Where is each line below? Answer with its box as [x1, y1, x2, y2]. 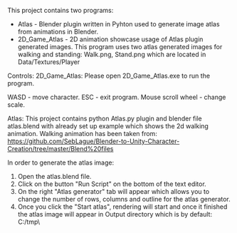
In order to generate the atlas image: [7, 158, 115, 167]
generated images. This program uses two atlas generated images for [17, 43, 223, 51]
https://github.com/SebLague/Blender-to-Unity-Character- [7, 137, 180, 145]
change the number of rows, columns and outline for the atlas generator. [17, 195, 231, 203]
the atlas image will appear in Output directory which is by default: [17, 210, 212, 218]
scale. [7, 100, 25, 109]
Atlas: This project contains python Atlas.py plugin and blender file [7, 114, 202, 123]
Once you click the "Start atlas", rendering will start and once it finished [17, 202, 228, 211]
